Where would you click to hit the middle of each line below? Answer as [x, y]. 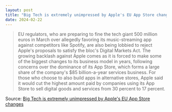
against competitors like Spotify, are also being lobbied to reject [85, 45]
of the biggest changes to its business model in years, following [85, 62]
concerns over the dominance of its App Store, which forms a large [89, 67]
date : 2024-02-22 [24, 20]
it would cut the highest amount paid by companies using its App [86, 83]
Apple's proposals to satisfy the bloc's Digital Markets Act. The [84, 51]
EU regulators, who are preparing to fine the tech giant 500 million [88, 34]
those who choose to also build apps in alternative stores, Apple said [90, 78]
